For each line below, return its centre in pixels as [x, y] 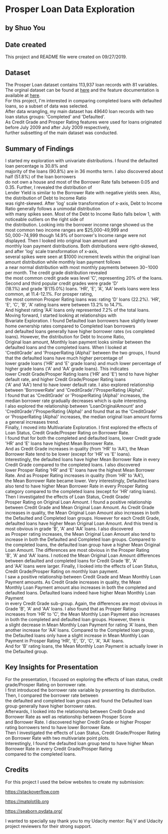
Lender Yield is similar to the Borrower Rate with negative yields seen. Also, [83, 193]
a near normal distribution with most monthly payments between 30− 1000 [82, 268]
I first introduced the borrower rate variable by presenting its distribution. [80, 690]
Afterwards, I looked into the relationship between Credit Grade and [75, 711]
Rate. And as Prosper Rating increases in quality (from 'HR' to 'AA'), [75, 475]
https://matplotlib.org [27, 801]
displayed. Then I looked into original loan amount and [61, 241]
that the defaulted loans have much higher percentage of [64, 358]
